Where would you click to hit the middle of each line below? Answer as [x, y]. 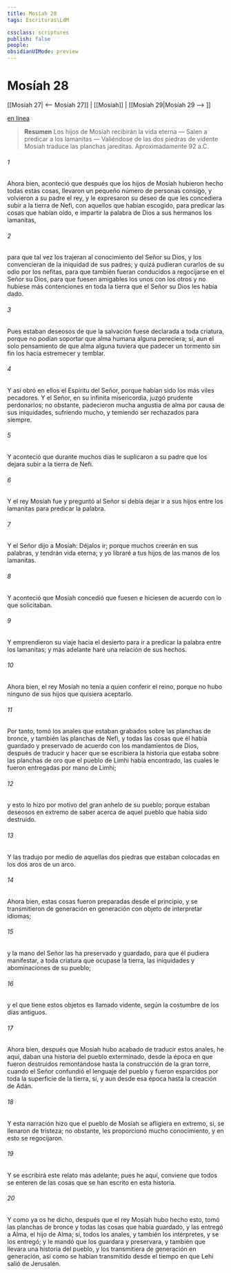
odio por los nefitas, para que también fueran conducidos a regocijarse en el [116, 272]
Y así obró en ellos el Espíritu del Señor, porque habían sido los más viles [111, 390]
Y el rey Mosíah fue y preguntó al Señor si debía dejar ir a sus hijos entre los [115, 502]
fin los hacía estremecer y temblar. [56, 353]
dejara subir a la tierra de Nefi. [50, 464]
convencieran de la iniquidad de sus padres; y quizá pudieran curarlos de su [116, 265]
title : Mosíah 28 [32, 13]
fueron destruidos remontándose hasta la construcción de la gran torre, [109, 1064]
